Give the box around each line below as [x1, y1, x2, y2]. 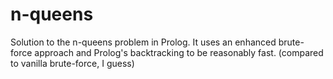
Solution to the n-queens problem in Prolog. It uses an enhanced [10, 36, 277, 48]
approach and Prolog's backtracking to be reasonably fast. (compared [34, 46, 324, 58]
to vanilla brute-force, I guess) [10, 57, 135, 69]
